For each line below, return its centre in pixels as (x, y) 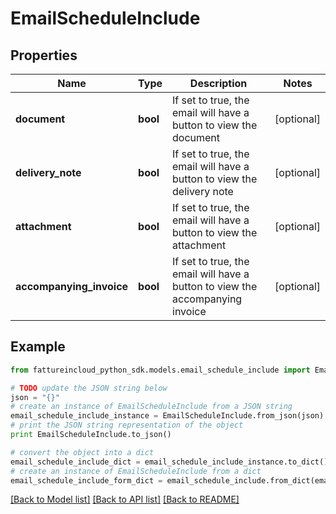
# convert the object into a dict (82, 452)
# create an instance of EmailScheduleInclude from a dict (136, 471)
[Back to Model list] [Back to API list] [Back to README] (125, 499)
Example (38, 347)
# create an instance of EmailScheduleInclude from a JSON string (151, 407)
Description (218, 83)
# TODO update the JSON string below (89, 388)
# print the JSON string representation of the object (127, 425)
